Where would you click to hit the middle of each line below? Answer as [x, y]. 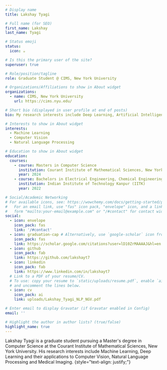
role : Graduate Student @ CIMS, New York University [61, 78]
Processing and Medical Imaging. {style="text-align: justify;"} [68, 362]
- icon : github [25, 248]
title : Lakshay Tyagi [28, 14]
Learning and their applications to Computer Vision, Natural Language [77, 357]
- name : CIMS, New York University [46, 97]
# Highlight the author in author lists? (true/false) [63, 322]
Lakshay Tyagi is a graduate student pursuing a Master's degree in [73, 341]
